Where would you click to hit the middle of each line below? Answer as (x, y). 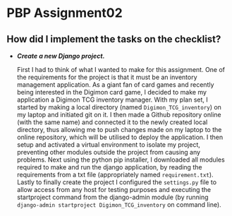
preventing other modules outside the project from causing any (109, 152)
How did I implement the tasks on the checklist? (114, 39)
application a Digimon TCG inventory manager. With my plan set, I (112, 100)
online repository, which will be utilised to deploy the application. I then (120, 137)
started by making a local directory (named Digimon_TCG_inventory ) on (119, 107)
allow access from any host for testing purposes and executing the (114, 190)
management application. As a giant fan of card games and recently (115, 85)
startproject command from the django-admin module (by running (112, 197)
